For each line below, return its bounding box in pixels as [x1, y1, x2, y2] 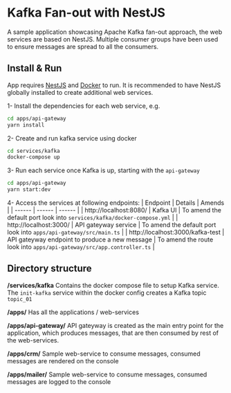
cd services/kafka [7, 147, 60, 154]
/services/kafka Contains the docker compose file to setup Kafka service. [7, 281, 219, 289]
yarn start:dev [7, 186, 51, 193]
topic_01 [7, 295, 33, 302]
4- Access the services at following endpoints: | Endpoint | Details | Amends [7, 199, 225, 207]
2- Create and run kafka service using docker [7, 134, 137, 143]
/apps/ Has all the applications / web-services [7, 308, 140, 316]
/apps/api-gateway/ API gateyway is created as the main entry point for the [7, 321, 224, 329]
